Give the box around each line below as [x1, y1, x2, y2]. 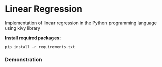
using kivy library [5, 25, 41, 31]
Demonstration [5, 56, 42, 63]
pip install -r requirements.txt [5, 44, 75, 49]
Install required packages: [5, 35, 61, 41]
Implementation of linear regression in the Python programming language [5, 20, 157, 26]
